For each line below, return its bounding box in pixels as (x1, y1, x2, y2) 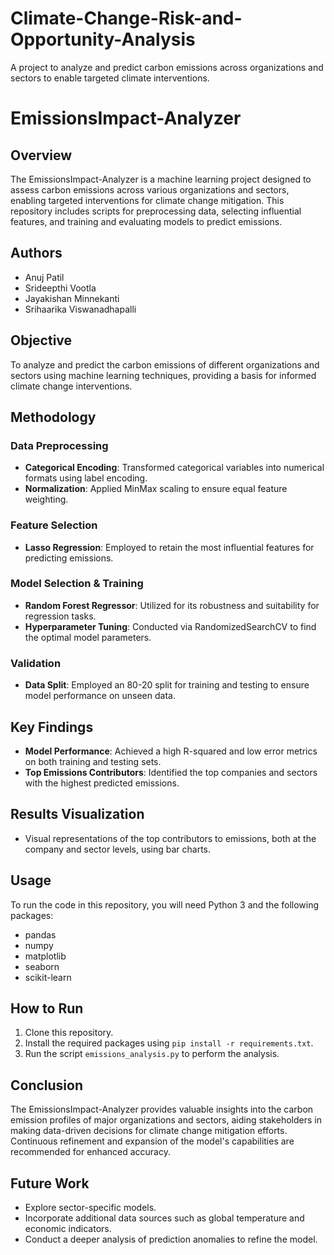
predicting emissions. (24, 552, 114, 564)
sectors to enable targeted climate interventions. (10, 72, 210, 84)
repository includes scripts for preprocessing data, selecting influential (10, 205, 302, 217)
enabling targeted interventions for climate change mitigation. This (10, 194, 285, 206)
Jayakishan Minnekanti (24, 292, 120, 304)
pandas (24, 928, 57, 941)
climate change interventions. (10, 380, 133, 392)
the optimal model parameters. (24, 631, 152, 643)
